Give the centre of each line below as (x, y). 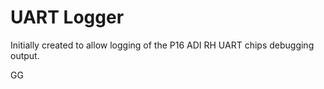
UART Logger (67, 17)
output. (25, 55)
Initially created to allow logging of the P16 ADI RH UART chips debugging (162, 45)
